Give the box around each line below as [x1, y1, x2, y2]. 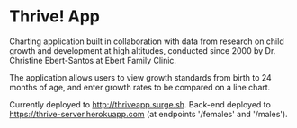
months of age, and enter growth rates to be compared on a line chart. [9, 81, 271, 92]
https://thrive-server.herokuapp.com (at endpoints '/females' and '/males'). [9, 108, 288, 119]
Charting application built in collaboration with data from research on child [9, 36, 285, 47]
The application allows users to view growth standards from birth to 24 [9, 72, 272, 82]
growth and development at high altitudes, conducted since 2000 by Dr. [9, 45, 276, 55]
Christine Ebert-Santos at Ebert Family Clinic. [9, 55, 177, 65]
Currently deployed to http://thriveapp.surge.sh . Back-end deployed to [9, 98, 272, 109]
